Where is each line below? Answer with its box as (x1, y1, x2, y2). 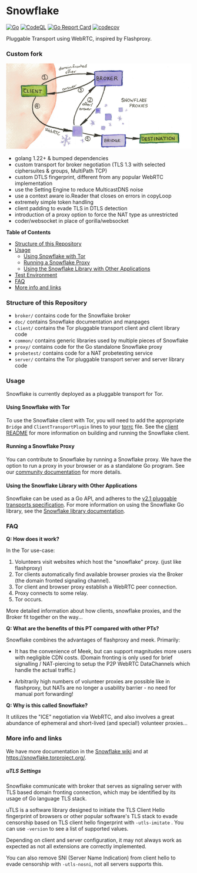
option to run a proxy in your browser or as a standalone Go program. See (6, 462, 185, 469)
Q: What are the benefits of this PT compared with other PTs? (6, 625, 159, 632)
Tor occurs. (14, 596, 43, 603)
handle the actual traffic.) (14, 667, 76, 674)
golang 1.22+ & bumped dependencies (14, 154, 109, 161)
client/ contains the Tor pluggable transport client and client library (14, 325, 181, 332)
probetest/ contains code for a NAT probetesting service (14, 349, 153, 357)
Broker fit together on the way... (6, 614, 84, 621)
